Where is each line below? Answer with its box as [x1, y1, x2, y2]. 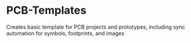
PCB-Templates [6, 4, 87, 17]
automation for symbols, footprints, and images [6, 29, 125, 36]
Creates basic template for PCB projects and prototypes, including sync [6, 23, 186, 30]
